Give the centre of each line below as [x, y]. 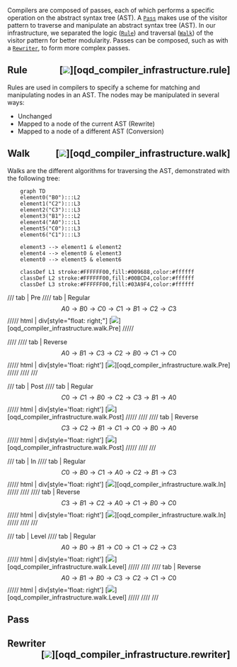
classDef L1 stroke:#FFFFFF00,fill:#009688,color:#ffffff [107, 272]
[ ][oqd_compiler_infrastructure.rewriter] [135, 655]
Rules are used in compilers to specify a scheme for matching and [104, 87]
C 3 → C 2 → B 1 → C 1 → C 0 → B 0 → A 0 [119, 428]
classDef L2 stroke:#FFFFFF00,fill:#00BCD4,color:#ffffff [107, 278]
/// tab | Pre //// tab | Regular [49, 297]
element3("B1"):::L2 [50, 216]
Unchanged [35, 116]
